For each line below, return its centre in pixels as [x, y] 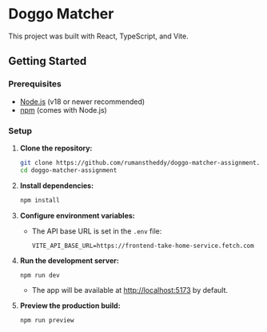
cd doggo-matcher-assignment [68, 170]
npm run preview [47, 321]
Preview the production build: [70, 306]
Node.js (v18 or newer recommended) [82, 102]
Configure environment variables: [77, 215]
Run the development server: [70, 260]
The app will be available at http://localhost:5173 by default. [130, 290]
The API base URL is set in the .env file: [97, 231]
